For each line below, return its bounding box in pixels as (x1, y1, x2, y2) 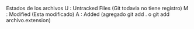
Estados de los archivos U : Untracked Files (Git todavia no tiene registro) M (6, 5, 189, 11)
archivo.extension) (6, 17, 51, 23)
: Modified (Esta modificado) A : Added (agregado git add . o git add (6, 11, 170, 18)
